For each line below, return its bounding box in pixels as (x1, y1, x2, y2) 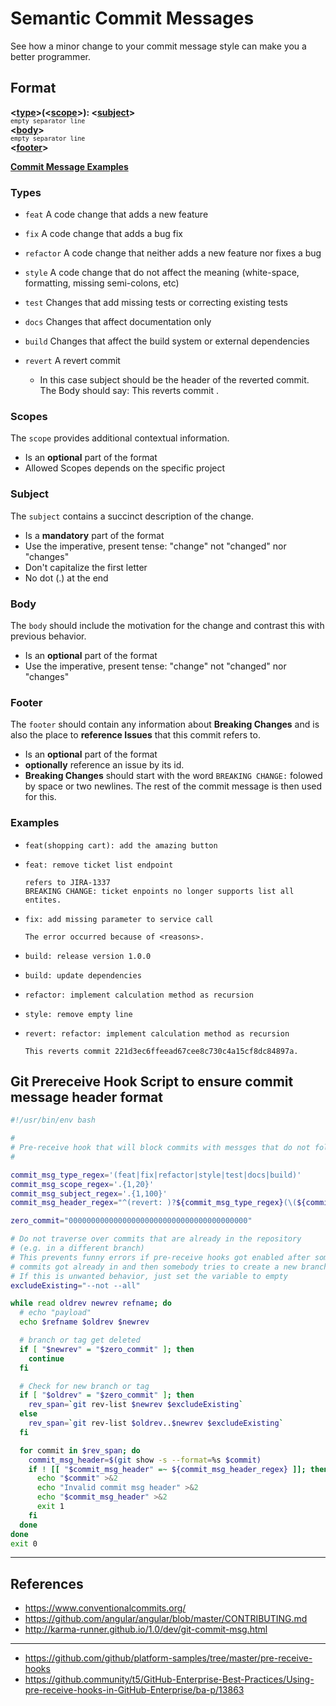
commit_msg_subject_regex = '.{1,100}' (10, 1188, 168, 1199)
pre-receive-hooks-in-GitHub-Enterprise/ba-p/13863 (24, 1684, 245, 1696)
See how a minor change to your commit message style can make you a (10, 40, 307, 52)
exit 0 (10, 1538, 38, 1549)
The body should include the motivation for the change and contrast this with (10, 619, 325, 631)
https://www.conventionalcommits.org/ (24, 1602, 187, 1614)
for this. (24, 791, 57, 803)
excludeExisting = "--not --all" (10, 1280, 141, 1291)
